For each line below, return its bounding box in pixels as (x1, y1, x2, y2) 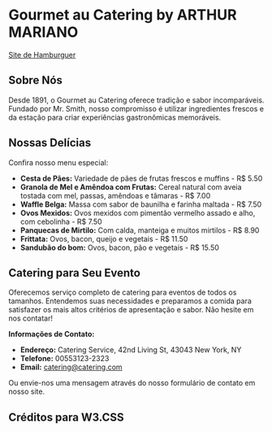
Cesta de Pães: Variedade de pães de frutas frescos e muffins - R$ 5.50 (19, 173, 263, 183)
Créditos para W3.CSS (8, 410, 124, 424)
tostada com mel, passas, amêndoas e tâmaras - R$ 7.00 (19, 190, 211, 200)
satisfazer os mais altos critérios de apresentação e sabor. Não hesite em (8, 305, 254, 315)
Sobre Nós (8, 73, 63, 87)
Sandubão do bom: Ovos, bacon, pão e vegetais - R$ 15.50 (19, 242, 219, 252)
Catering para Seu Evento (8, 266, 140, 280)
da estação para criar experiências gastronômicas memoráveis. (8, 112, 222, 122)
